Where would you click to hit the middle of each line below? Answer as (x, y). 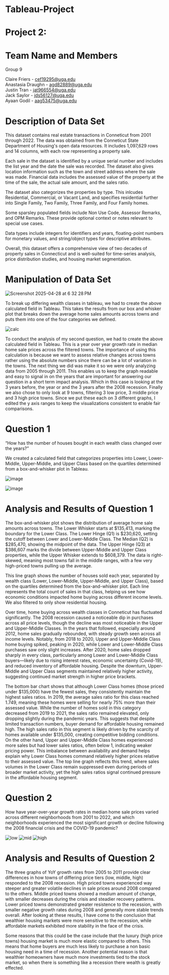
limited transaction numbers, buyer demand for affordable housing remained (84, 724)
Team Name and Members (62, 55)
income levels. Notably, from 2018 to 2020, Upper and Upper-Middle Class (83, 639)
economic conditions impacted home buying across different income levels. (84, 597)
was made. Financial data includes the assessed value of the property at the (84, 177)
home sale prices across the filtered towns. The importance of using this (81, 350)
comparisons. (19, 409)
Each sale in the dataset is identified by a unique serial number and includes (84, 161)
